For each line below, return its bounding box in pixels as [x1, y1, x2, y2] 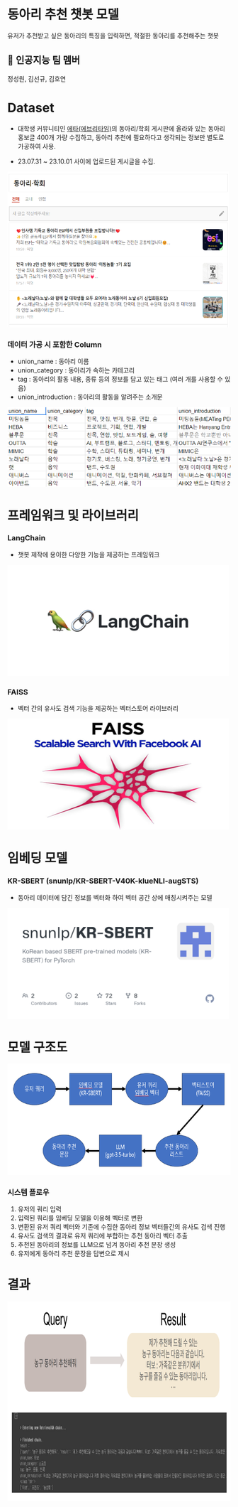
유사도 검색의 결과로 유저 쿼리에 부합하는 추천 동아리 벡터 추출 [17, 1231, 188, 1240]
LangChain [7, 533, 46, 543]
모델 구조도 [7, 1039, 68, 1056]
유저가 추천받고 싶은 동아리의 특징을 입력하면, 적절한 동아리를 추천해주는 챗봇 [7, 31, 220, 40]
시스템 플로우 [7, 1187, 50, 1197]
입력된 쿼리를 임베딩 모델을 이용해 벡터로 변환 [17, 1213, 143, 1222]
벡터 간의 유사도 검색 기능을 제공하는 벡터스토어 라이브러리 [17, 704, 179, 713]
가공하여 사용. [17, 141, 57, 150]
